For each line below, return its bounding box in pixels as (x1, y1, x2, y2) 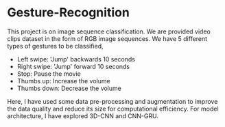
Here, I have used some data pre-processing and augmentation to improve (7, 97, 218, 105)
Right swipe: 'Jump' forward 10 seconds (16, 62, 130, 70)
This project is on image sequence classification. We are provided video (7, 27, 211, 36)
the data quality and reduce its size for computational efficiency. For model (7, 104, 219, 113)
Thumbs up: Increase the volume (16, 76, 111, 85)
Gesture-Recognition (7, 5, 130, 20)
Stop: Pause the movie (16, 70, 81, 78)
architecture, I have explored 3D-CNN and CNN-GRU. (7, 111, 159, 120)
